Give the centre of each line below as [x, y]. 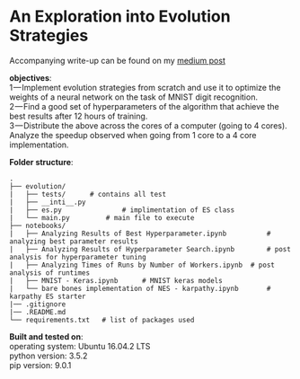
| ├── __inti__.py [48, 202]
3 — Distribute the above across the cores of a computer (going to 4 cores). [148, 125]
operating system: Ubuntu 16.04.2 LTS [80, 346]
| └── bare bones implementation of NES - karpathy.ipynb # [140, 288]
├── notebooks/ [38, 225]
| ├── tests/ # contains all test [88, 194]
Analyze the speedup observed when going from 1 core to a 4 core [133, 135]
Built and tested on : [46, 336]
